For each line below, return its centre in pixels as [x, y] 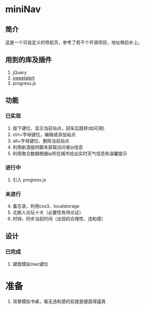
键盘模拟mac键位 [30, 264]
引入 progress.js [29, 180]
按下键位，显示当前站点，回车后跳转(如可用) [59, 128]
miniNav [23, 9]
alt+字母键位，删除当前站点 [41, 141]
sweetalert [23, 78]
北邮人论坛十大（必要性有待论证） [48, 213]
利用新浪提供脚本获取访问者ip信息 [48, 147]
